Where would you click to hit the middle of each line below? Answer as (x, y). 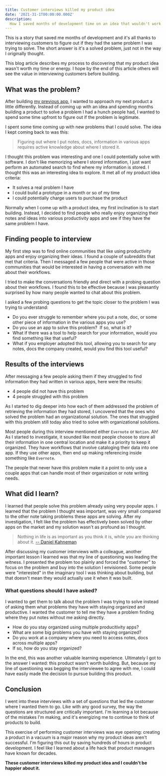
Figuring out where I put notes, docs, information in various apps (83, 142)
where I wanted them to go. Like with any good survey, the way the (74, 706)
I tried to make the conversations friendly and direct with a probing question (83, 282)
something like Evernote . (30, 458)
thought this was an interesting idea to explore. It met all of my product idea (83, 172)
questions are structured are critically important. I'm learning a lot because (82, 712)
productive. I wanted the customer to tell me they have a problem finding (80, 612)
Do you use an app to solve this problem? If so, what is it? (72, 327)
